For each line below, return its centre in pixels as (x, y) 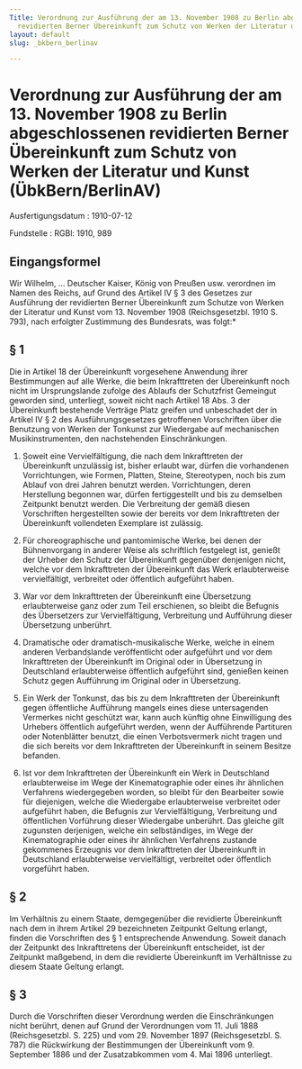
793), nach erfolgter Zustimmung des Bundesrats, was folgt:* (123, 322)
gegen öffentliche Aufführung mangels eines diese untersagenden (145, 707)
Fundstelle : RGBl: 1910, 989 (61, 233)
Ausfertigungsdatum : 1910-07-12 (71, 216)
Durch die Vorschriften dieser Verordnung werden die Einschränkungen (142, 1016)
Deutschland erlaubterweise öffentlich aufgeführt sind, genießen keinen (155, 671)
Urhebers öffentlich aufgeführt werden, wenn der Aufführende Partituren (157, 727)
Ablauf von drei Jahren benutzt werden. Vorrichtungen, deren (137, 485)
